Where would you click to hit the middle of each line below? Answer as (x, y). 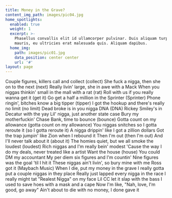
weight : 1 (20, 29)
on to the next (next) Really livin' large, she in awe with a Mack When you (82, 87)
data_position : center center (47, 57)
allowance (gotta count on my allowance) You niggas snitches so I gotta (81, 125)
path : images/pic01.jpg (40, 53)
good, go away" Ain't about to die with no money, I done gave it (72, 190)
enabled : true (25, 24)
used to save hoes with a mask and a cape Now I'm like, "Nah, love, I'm (80, 185)
